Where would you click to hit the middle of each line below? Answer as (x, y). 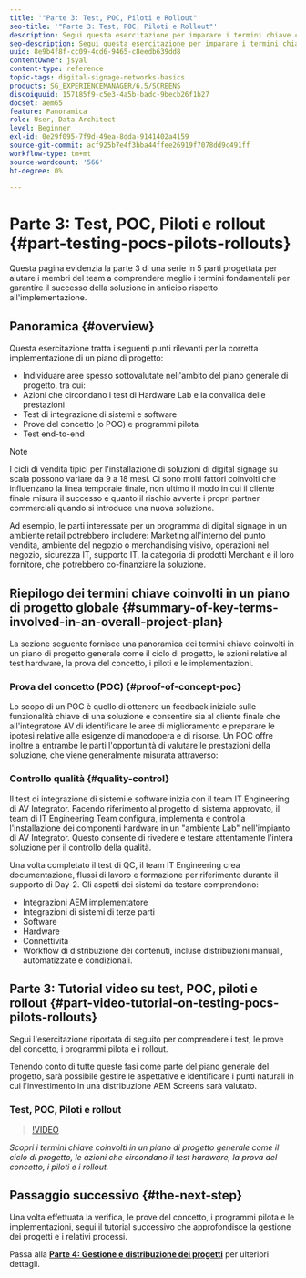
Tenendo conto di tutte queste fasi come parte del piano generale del (139, 1067)
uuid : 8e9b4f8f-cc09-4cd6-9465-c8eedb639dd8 (95, 52)
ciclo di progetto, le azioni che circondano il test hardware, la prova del (143, 1157)
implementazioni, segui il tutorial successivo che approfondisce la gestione (150, 1227)
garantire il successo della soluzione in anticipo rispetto (114, 288)
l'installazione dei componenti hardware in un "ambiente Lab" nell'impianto (150, 828)
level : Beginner (40, 129)
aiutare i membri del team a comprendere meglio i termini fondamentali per (150, 278)
